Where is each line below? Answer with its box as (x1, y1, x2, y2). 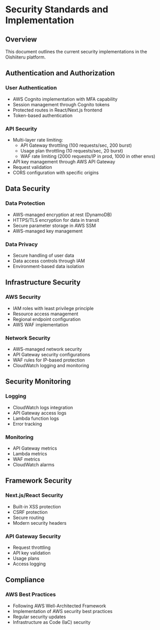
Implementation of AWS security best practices (12, 608, 113, 614)
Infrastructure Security (5, 278, 81, 287)
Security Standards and (5, 4, 109, 15)
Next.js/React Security (5, 492, 64, 499)
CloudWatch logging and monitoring (12, 362, 89, 368)
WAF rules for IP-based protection (12, 357, 85, 363)
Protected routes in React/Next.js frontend (12, 107, 103, 113)
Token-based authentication (12, 112, 73, 119)
